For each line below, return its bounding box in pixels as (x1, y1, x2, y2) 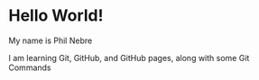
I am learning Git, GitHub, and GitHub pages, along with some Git (8, 52, 250, 63)
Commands (8, 62, 51, 73)
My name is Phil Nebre (8, 35, 93, 46)
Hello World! (8, 5, 104, 26)
